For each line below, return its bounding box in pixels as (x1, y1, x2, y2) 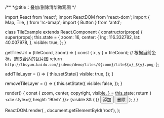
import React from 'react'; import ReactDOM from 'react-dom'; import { (5, 14, 150, 20)
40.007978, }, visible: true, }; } (5, 39, 67, 45)
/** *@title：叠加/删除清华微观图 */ (5, 4, 76, 10)
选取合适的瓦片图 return (13, 56, 62, 62)
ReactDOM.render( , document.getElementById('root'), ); (5, 108, 121, 113)
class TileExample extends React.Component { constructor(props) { (5, 29, 143, 35)
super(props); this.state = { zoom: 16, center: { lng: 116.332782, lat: (5, 34, 141, 40)
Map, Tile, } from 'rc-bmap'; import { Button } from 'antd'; (5, 19, 122, 25)
